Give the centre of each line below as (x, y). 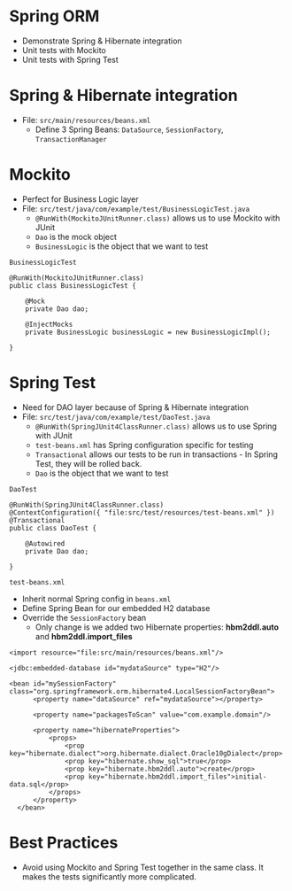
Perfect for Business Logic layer (80, 199)
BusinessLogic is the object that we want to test (122, 246)
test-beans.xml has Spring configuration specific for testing (144, 445)
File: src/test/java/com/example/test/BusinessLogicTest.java (136, 208)
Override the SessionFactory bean (84, 617)
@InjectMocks (49, 324)
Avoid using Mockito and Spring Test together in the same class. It (142, 867)
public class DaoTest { (53, 528)
